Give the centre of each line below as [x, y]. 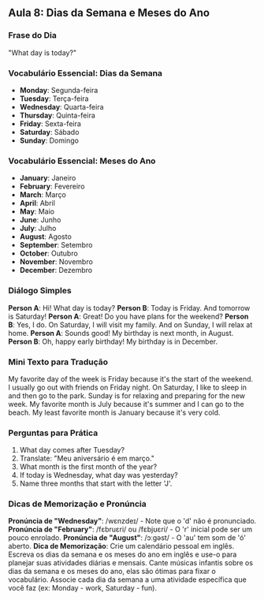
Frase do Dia [32, 35]
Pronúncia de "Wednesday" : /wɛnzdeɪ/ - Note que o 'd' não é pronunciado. [132, 521]
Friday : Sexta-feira [50, 123]
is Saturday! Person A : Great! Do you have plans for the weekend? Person [128, 316]
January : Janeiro [48, 178]
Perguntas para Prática [53, 433]
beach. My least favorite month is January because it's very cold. [114, 412]
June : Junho [40, 220]
